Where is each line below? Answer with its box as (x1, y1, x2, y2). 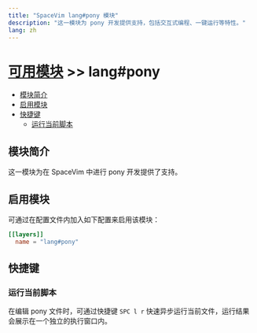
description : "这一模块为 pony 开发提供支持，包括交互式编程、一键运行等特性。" (8, 19, 246, 27)
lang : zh (8, 26, 37, 34)
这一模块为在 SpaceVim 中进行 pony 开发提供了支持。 (8, 167, 182, 177)
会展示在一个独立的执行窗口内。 (8, 316, 112, 326)
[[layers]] (8, 230, 44, 239)
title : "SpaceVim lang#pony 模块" (8, 11, 119, 20)
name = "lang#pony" (15, 238, 79, 246)
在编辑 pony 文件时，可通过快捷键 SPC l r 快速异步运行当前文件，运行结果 (8, 306, 250, 316)
